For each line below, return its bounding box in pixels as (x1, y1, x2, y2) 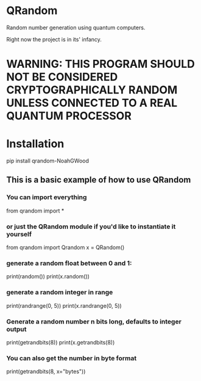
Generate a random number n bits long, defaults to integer (6, 317, 182, 325)
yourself (6, 230, 32, 238)
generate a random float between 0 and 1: (6, 259, 132, 267)
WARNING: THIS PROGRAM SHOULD (6, 57, 195, 71)
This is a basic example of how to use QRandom (6, 175, 191, 185)
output (6, 325, 27, 333)
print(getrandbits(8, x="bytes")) (6, 368, 86, 376)
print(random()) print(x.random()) (6, 273, 90, 280)
